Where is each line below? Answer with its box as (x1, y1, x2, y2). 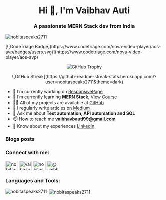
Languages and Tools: (5, 177, 60, 184)
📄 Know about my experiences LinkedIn (12, 123, 95, 129)
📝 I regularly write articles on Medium (12, 105, 90, 111)
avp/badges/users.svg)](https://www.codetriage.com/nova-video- (5, 49, 143, 55)
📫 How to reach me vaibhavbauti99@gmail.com (12, 116, 116, 122)
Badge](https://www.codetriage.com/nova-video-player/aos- (35, 44, 161, 50)
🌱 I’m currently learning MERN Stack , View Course (12, 94, 117, 100)
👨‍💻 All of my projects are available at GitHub (12, 99, 104, 106)
